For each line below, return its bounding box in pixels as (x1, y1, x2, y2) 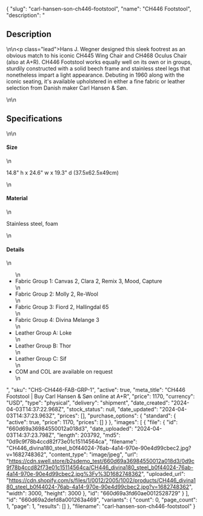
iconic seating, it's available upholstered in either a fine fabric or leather (6, 77, 185, 85)
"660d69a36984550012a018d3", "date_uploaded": (6, 425, 133, 433)
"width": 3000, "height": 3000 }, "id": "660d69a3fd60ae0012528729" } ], (6, 490, 190, 497)
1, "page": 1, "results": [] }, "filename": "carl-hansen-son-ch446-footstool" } (6, 503, 196, 510)
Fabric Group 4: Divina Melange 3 (15, 316, 100, 324)
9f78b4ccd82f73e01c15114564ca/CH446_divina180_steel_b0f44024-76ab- (6, 464, 194, 471)
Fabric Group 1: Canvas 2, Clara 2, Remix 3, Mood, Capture (15, 277, 162, 285)
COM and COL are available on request (15, 368, 113, 375)
